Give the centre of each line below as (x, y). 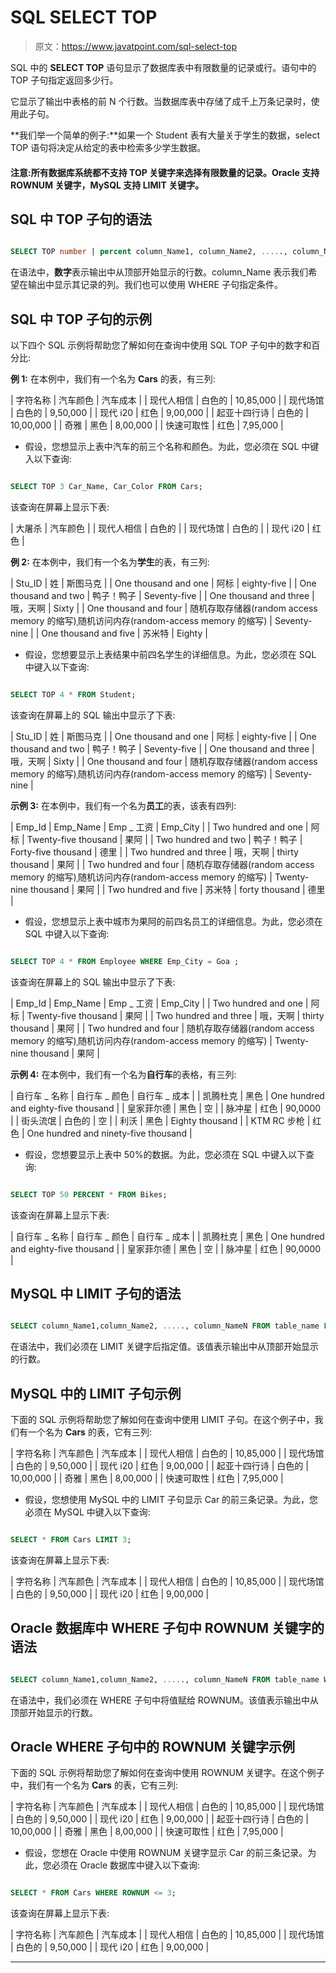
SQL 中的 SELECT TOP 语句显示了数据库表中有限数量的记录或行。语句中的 (163, 67)
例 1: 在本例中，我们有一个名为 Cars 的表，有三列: (113, 379)
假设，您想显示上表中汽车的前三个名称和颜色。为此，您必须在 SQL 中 (167, 447)
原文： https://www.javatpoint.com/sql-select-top (135, 46)
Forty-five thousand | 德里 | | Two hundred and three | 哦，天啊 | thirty (154, 852)
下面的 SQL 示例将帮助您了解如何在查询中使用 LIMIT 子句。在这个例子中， (162, 1420)
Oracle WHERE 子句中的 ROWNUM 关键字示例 (153, 1746)
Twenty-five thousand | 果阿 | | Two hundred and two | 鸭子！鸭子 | (164, 839)
